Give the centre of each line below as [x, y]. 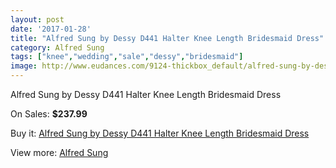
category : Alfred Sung [57, 47]
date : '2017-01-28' [51, 29]
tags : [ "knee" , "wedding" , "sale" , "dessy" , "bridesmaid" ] [127, 57]
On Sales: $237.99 [49, 114]
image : [24, 66]
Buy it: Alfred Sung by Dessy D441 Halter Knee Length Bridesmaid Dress [160, 133]
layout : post [37, 19]
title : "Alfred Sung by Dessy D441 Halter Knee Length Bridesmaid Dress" [167, 38]
